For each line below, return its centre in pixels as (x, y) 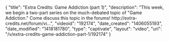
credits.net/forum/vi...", (29, 23)
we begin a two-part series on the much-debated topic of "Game (74, 13)
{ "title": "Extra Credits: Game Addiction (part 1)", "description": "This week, (85, 7)
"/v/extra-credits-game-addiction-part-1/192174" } (58, 34)
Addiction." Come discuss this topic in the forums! (58, 18)
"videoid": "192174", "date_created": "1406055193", (108, 23)
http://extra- (124, 18)
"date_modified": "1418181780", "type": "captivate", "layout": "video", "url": (84, 29)
